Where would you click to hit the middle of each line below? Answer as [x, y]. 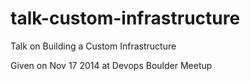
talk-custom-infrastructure [125, 18]
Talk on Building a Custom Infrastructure [93, 46]
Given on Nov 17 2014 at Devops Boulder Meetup [111, 65]
